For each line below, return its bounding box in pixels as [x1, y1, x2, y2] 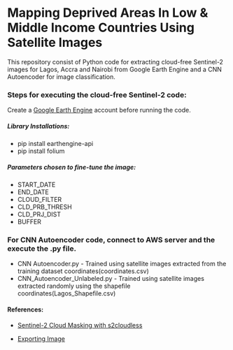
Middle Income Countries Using [7, 20, 195, 36]
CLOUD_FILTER [17, 196, 62, 204]
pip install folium [17, 147, 65, 155]
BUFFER [17, 218, 42, 226]
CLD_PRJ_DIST [17, 210, 62, 219]
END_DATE [17, 188, 49, 196]
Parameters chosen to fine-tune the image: [7, 163, 136, 171]
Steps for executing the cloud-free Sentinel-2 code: [7, 89, 187, 99]
